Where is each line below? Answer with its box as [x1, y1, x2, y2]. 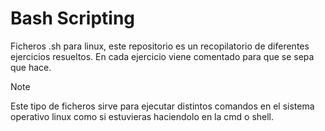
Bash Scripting [10, 7, 136, 30]
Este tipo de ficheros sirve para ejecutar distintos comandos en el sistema [10, 100, 315, 112]
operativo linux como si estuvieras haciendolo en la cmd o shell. [10, 110, 275, 122]
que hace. [10, 61, 52, 73]
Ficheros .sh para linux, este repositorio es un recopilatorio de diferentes [10, 40, 310, 52]
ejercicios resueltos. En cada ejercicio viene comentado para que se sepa [10, 50, 315, 62]
